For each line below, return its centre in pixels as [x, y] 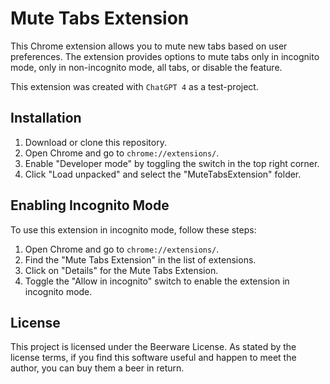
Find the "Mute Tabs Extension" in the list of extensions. [140, 259]
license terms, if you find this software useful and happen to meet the [153, 358]
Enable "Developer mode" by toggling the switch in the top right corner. [172, 163]
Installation [46, 118]
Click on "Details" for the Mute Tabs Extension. [121, 270]
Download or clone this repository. [95, 142]
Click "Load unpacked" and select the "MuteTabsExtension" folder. [163, 174]
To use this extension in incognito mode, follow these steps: [133, 229]
